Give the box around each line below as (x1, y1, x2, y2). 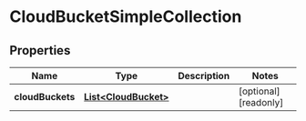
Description (177, 70, 230, 82)
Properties (9, 43, 71, 58)
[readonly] (238, 96, 284, 108)
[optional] (238, 85, 280, 97)
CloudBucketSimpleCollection (9, 6, 242, 27)
